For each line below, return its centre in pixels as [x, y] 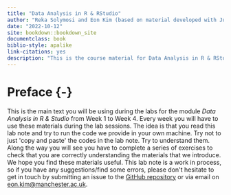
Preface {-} [40, 92]
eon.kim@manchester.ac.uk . [47, 184]
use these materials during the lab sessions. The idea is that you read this [111, 126]
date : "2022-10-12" [35, 26]
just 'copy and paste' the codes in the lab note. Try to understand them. [109, 140]
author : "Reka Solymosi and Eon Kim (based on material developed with [112, 20]
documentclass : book [37, 39]
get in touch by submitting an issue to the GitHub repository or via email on [113, 176]
